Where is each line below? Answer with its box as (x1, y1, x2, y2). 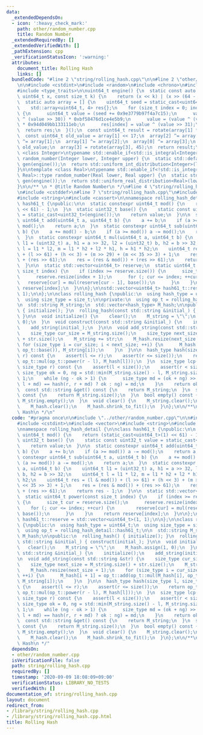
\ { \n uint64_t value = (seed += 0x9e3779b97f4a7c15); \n (17, 110, 177, 116)
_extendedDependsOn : (11, 15, 63, 21)
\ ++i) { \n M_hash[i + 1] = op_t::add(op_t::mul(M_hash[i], (17, 572, 185, 579)
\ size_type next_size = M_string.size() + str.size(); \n (17, 562, 174, 568)
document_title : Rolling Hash (17, 65, 94, 72)
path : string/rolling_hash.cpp (11, 663, 91, 669)
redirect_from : (6, 702, 45, 708)
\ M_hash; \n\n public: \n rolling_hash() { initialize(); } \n (17, 533, 174, 540)
